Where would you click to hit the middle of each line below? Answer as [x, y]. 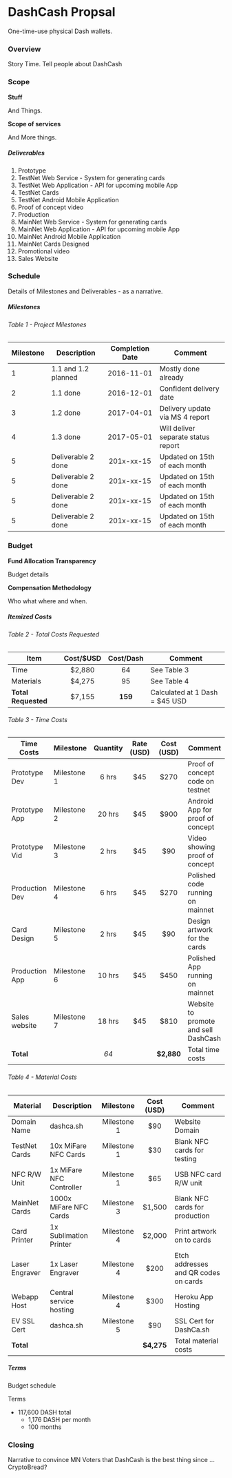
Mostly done [180, 369]
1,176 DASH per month [60, 1419]
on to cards [193, 1240]
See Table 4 [170, 681]
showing [201, 847]
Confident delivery [189, 389]
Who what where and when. [48, 601]
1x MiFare [66, 1169]
